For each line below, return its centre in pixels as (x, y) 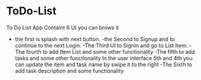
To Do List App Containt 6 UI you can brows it (62, 27)
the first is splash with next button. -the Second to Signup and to (95, 39)
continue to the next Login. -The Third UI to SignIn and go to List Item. (101, 45)
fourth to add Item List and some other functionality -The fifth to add (110, 51)
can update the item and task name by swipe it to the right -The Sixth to (103, 64)
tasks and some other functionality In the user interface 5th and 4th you (104, 58)
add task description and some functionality (69, 70)
